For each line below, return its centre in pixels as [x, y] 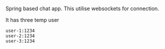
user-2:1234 [20, 36]
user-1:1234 [20, 31]
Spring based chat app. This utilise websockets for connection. [82, 9]
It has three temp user [33, 20]
